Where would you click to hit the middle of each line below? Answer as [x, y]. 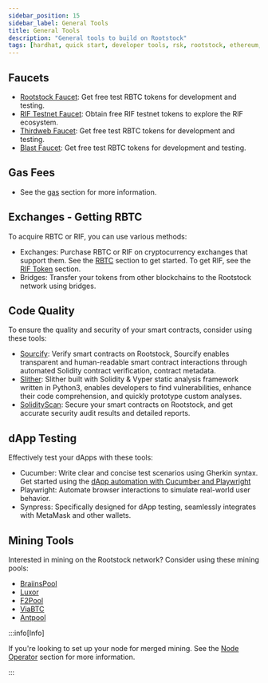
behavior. [35, 499]
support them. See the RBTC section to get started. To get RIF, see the [135, 260]
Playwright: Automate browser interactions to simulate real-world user [135, 490]
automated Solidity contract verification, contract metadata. [118, 371]
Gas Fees [32, 173]
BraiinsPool [38, 584]
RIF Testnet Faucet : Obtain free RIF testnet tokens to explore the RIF [131, 113]
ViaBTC [32, 609]
